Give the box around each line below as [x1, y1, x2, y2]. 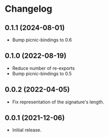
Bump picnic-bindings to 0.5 [12, 70, 72, 76]
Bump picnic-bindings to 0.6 [12, 37, 72, 43]
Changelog [5, 3, 52, 15]
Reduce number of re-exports [12, 65, 75, 71]
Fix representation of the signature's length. [12, 99, 104, 105]
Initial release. [12, 127, 42, 133]
